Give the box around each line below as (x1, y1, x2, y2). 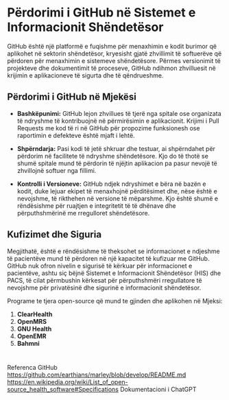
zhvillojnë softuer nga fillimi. (16, 166, 97, 174)
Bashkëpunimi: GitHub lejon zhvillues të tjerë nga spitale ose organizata (16, 109, 221, 117)
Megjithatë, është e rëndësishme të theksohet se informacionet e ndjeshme (7, 247, 221, 255)
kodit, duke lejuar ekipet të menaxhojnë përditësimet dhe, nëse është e (16, 187, 217, 195)
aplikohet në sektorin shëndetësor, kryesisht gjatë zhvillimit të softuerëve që (7, 49, 222, 58)
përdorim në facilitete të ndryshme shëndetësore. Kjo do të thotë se (16, 152, 209, 160)
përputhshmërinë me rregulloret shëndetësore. (16, 209, 150, 217)
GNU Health (16, 325, 52, 333)
